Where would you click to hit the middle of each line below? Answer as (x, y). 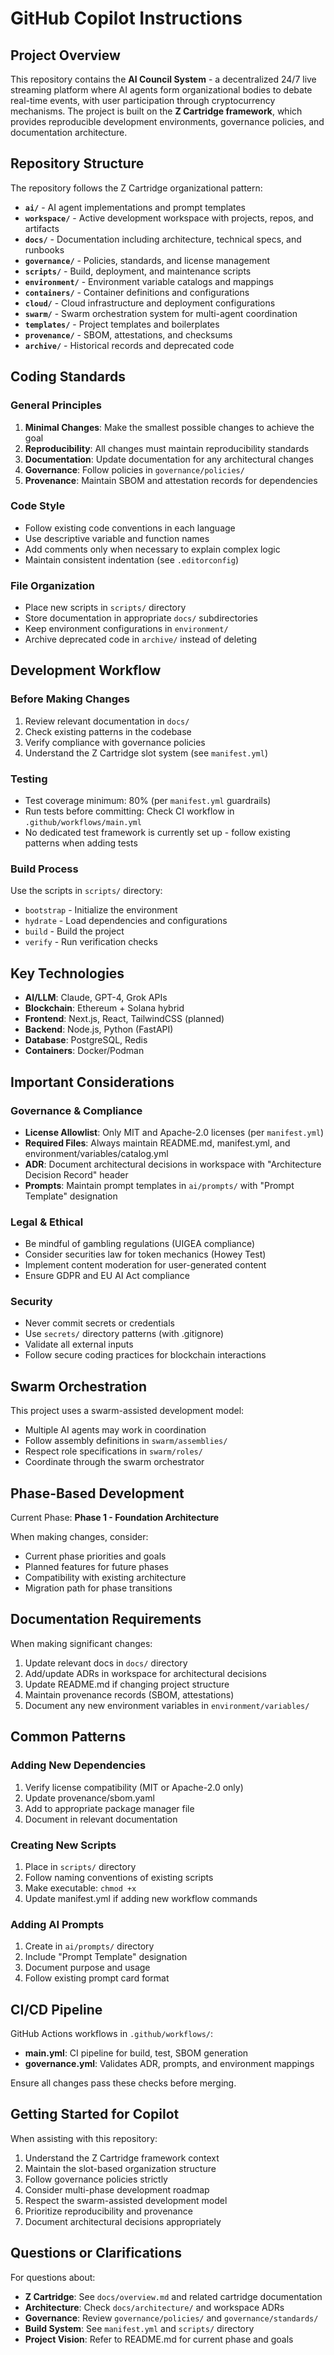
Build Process (44, 869)
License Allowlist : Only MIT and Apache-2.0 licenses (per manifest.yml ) (174, 1132)
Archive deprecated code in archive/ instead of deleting (141, 639)
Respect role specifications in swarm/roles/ (113, 1451)
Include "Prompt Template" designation (106, 1957)
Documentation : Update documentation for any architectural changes (169, 459)
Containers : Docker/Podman (84, 1051)
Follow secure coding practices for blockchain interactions (145, 1355)
